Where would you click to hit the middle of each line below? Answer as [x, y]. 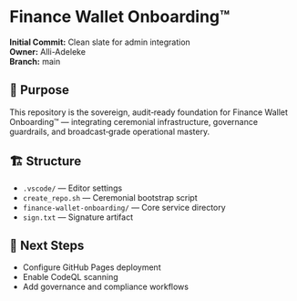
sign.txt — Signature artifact [78, 217]
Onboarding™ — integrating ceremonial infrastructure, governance [133, 121]
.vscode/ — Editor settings [72, 188]
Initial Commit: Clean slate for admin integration [100, 42]
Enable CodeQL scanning [70, 277]
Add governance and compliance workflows [106, 287]
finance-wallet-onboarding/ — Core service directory [124, 207]
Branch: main [35, 61]
